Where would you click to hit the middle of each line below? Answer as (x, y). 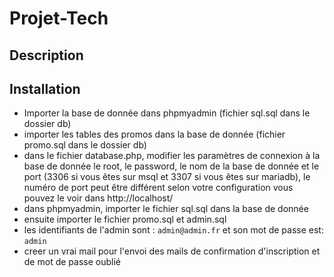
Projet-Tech (59, 18)
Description (46, 55)
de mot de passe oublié (72, 262)
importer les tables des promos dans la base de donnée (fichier (154, 134)
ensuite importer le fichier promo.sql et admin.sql (125, 219)
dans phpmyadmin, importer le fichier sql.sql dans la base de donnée (166, 209)
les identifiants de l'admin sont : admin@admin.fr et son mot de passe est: (173, 230)
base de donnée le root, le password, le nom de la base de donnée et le (171, 166)
